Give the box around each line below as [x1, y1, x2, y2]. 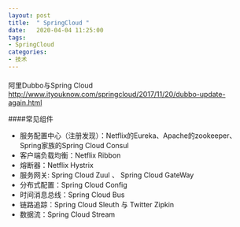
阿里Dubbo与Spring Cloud [8, 80, 93, 91]
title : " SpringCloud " [8, 19, 90, 27]
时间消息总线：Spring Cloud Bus [19, 190, 125, 199]
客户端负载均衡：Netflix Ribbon [19, 151, 121, 160]
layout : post [8, 11, 51, 20]
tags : [8, 33, 26, 42]
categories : [8, 48, 47, 56]
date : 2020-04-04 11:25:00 [8, 26, 104, 34]
